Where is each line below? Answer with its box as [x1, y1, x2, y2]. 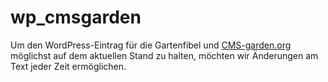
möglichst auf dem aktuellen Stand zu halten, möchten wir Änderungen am [10, 49, 319, 61]
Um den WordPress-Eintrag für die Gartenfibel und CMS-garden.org [10, 39, 292, 51]
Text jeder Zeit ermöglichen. [10, 60, 127, 72]
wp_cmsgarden [10, 6, 142, 29]
